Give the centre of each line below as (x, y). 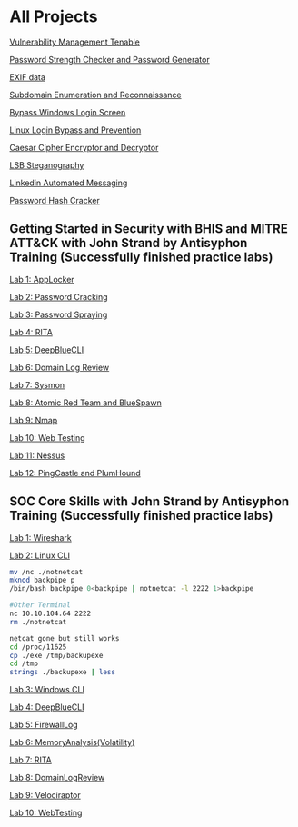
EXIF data (27, 77)
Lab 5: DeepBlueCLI (47, 349)
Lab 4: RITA (31, 332)
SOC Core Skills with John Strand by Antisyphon (149, 502)
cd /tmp (24, 664)
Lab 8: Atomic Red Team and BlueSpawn (85, 403)
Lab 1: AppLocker (42, 279)
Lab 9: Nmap (34, 420)
